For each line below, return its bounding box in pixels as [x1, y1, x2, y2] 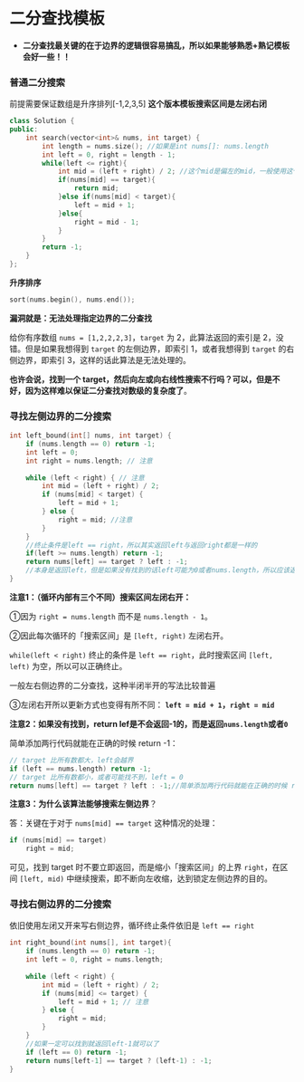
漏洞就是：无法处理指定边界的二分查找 [9, 312, 152, 323]
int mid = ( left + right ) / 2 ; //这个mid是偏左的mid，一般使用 [57, 167, 287, 177]
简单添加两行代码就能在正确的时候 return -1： [9, 737, 178, 748]
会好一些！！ [22, 51, 71, 62]
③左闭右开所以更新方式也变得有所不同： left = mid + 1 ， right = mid [9, 699, 275, 710]
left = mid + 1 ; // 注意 [57, 997, 149, 1006]
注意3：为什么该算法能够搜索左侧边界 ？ [9, 799, 158, 809]
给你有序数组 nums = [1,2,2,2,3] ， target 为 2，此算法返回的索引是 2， [9, 331, 276, 342]
